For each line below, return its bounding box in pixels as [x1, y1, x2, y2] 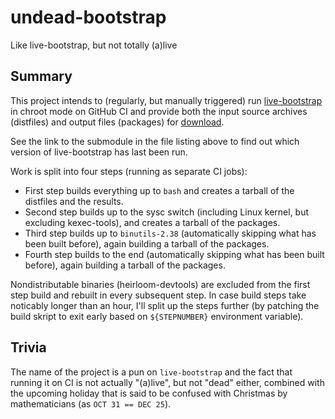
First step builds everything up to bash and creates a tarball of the [24, 184, 295, 196]
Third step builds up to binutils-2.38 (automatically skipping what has [24, 227, 317, 239]
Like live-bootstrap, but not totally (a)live [10, 39, 178, 51]
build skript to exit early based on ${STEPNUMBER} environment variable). [10, 310, 304, 322]
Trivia [10, 339, 47, 356]
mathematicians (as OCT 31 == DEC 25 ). [10, 397, 172, 410]
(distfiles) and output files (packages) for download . [10, 116, 225, 128]
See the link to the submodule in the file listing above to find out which [10, 135, 300, 147]
